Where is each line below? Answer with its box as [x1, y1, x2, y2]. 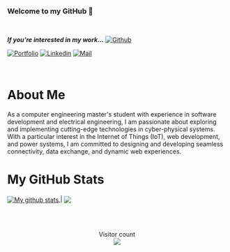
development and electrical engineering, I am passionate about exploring [7, 118, 217, 126]
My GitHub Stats [7, 172, 105, 188]
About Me [7, 87, 66, 103]
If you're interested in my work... [7, 36, 105, 44]
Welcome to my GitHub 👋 [7, 6, 93, 16]
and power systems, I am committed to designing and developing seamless [7, 140, 224, 149]
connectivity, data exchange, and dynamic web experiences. [7, 147, 182, 156]
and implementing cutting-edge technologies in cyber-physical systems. [7, 125, 215, 133]
